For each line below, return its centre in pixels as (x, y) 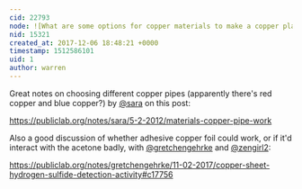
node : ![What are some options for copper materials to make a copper (144, 26)
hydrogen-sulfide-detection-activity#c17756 (91, 174)
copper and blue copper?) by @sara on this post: (100, 103)
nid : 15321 (30, 34)
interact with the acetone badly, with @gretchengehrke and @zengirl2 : (140, 147)
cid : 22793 (30, 18)
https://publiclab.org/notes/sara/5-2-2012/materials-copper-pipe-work (141, 120)
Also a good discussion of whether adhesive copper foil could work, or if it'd (151, 138)
